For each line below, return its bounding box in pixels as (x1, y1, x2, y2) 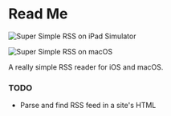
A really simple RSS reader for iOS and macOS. (8, 62, 164, 72)
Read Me (8, 5, 68, 23)
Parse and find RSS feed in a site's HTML (19, 101, 157, 110)
